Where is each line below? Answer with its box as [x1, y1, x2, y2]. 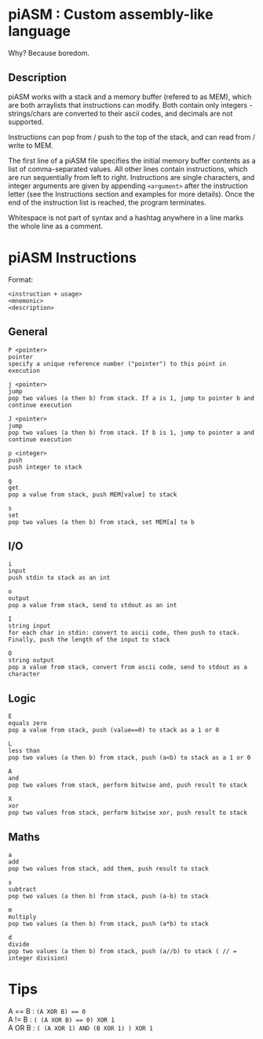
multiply [8, 912, 37, 921]
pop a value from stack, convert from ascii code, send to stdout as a [8, 663, 247, 672]
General [8, 325, 49, 339]
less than [8, 747, 41, 755]
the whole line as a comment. [8, 221, 104, 230]
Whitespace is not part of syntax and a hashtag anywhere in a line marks [8, 212, 244, 222]
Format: [8, 274, 34, 284]
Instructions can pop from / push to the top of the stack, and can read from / [8, 132, 255, 142]
